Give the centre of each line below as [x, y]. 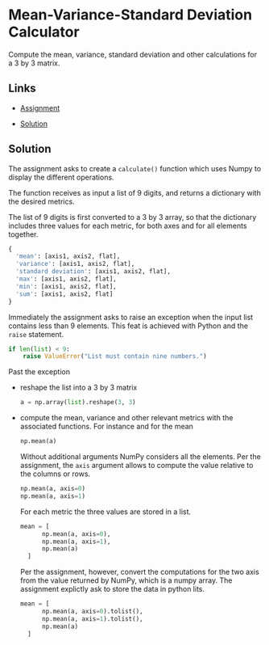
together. [23, 234]
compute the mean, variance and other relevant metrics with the [126, 418]
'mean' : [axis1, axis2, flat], [68, 256]
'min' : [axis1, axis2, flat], [66, 286]
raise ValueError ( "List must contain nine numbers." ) [115, 356]
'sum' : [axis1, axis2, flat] [64, 294]
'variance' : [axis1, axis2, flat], [75, 264]
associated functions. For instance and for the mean [106, 427]
